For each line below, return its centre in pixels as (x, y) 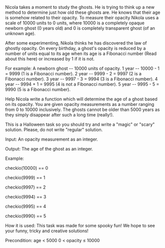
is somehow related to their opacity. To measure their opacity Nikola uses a (82, 18)
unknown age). (20, 33)
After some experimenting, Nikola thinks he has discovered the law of (76, 43)
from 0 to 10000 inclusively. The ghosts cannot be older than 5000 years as (82, 109)
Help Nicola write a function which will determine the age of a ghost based (81, 99)
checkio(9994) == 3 (26, 197)
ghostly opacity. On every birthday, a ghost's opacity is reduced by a (76, 48)
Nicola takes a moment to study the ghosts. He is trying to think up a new (80, 7)
